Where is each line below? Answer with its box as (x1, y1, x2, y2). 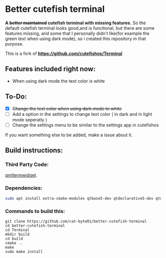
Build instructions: (5, 146, 63, 155)
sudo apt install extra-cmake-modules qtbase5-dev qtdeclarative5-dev (5, 196, 154, 201)
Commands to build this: (5, 207, 65, 214)
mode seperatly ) (12, 116, 47, 122)
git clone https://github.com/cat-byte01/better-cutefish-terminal (5, 219, 147, 224)
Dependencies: (5, 185, 43, 192)
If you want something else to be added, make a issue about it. (5, 132, 133, 138)
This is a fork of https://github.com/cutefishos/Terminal (5, 51, 123, 56)
